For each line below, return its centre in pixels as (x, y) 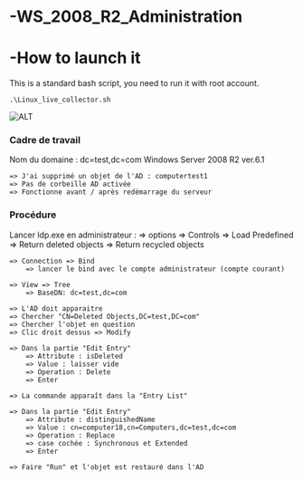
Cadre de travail (45, 140)
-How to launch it (76, 58)
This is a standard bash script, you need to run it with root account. (134, 83)
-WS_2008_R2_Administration (126, 17)
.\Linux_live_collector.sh (60, 100)
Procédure (33, 215)
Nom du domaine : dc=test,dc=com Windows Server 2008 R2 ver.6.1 (137, 159)
